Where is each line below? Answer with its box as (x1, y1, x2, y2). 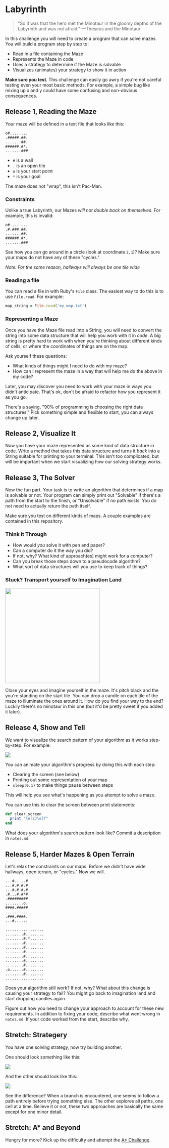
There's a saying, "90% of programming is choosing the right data (5, 404, 143, 410)
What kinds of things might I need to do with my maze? (12, 363, 127, 369)
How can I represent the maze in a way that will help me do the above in (12, 368, 162, 374)
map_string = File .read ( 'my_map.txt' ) (5, 304, 87, 309)
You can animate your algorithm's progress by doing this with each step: (5, 761, 156, 768)
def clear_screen (5, 811, 42, 817)
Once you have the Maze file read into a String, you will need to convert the (5, 327, 162, 333)
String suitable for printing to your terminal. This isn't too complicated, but (5, 453, 159, 459)
